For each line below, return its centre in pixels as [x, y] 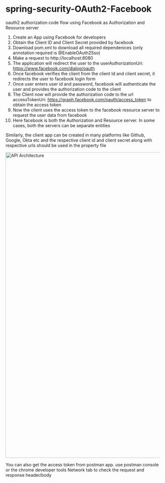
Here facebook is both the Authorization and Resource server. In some [84, 120]
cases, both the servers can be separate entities [61, 125]
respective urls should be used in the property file [56, 145]
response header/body [29, 475]
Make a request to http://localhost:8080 [53, 58]
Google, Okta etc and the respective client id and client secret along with [79, 140]
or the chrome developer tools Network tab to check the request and [75, 470]
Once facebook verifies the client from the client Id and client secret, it [84, 73]
